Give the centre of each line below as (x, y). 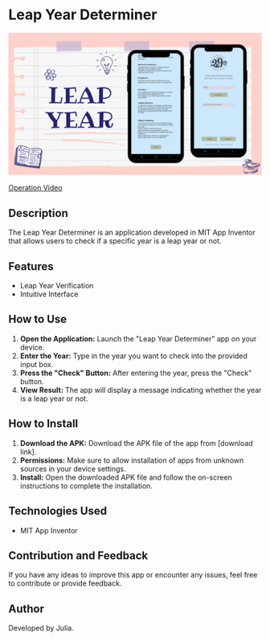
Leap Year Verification (57, 286)
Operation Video (35, 188)
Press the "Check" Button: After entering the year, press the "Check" (136, 373)
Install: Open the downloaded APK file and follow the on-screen (126, 477)
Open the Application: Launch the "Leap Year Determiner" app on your (138, 338)
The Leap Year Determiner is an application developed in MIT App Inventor (132, 233)
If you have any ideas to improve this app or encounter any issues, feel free (133, 575)
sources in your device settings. (73, 468)
